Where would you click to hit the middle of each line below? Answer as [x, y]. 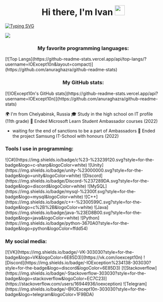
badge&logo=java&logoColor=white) [42, 218]
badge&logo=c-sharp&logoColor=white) [46, 165]
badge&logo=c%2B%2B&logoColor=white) [49, 207]
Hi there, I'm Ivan [77, 12]
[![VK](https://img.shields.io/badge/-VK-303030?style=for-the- [70, 252]
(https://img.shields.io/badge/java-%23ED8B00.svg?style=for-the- [74, 212]
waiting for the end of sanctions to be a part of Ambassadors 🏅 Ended [83, 131]
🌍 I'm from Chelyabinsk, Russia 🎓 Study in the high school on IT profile [79, 114]
